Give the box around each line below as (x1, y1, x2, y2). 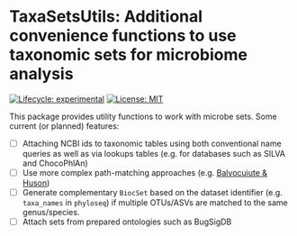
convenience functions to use (9, 25, 237, 46)
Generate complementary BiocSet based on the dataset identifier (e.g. (22, 187, 283, 198)
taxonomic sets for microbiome (9, 45, 247, 65)
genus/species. (22, 207, 80, 218)
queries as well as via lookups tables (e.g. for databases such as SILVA (22, 149, 286, 159)
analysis (9, 64, 74, 85)
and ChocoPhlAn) (22, 158, 88, 168)
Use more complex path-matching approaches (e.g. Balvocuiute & (22, 168, 268, 177)
